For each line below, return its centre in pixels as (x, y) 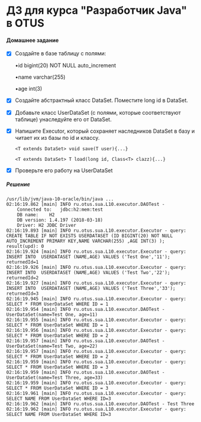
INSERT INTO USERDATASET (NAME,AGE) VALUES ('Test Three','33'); (91, 288)
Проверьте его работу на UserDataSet (64, 170)
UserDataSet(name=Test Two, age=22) (52, 346)
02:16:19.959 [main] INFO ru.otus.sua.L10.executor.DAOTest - (85, 372)
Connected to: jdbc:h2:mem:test (60, 209)
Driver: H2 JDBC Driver (47, 225)
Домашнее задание (32, 40)
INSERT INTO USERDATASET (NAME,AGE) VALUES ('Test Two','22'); (88, 273)
